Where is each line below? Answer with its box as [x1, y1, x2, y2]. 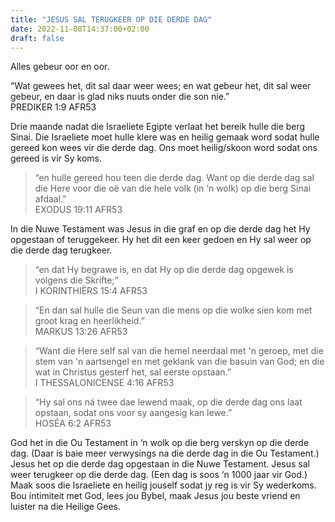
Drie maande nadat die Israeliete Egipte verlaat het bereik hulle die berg [10, 121, 306, 133]
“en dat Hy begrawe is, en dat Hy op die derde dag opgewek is [34, 264, 294, 276]
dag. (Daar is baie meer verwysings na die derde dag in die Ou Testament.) [10, 447, 320, 460]
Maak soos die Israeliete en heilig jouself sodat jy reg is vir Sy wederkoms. [10, 479, 317, 491]
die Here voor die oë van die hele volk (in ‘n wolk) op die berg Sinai [34, 182, 312, 195]
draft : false [10, 33, 65, 43]
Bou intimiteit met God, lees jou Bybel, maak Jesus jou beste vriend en [10, 490, 301, 502]
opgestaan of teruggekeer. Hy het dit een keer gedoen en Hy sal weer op [10, 234, 312, 246]
